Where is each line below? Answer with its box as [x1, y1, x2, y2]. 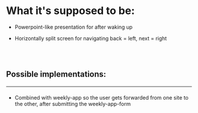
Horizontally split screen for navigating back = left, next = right [14, 35, 167, 42]
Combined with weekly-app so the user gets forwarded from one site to [14, 94, 189, 101]
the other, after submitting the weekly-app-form [14, 101, 131, 108]
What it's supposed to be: [6, 4, 135, 18]
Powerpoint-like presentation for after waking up [14, 23, 133, 30]
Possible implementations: [6, 69, 107, 80]
